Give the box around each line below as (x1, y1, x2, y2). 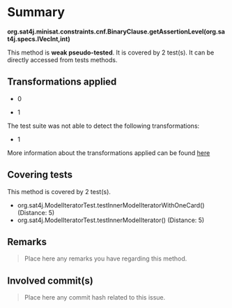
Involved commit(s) (7, 274, 94, 286)
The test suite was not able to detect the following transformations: (7, 122, 200, 130)
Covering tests (7, 169, 73, 181)
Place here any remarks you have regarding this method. (24, 254, 187, 263)
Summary (7, 4, 65, 20)
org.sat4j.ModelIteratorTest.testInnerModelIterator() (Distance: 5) (17, 216, 205, 224)
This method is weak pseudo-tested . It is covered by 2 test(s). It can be (7, 48, 215, 57)
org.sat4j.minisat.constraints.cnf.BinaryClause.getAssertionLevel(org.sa (7, 27, 225, 36)
